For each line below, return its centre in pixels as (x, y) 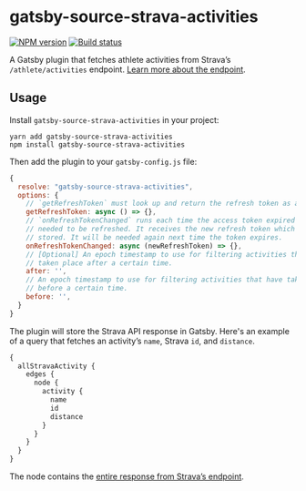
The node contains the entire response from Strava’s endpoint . (127, 476)
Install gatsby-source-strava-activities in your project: (114, 119)
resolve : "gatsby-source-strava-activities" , (106, 187)
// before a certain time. (77, 289)
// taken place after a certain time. (99, 263)
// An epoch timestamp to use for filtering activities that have (154, 280)
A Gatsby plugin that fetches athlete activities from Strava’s (120, 59)
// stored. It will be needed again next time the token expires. (154, 237)
